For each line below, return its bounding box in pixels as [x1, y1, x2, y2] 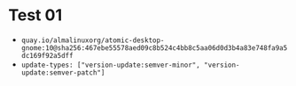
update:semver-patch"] [20, 68, 105, 77]
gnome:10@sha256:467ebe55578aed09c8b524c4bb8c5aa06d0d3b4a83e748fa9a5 [20, 43, 288, 53]
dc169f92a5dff [20, 51, 74, 60]
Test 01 [8, 5, 63, 25]
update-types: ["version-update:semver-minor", [20, 61, 200, 69]
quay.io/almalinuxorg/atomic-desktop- [20, 36, 165, 45]
